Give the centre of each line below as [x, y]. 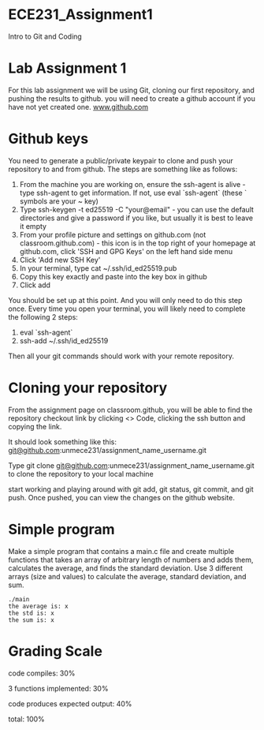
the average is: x [38, 606]
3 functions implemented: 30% [58, 688]
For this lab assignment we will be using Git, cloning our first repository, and [131, 90]
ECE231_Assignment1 [81, 15]
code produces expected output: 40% [70, 703]
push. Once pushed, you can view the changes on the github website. [121, 497]
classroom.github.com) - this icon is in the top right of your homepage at [138, 243]
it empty [33, 226]
